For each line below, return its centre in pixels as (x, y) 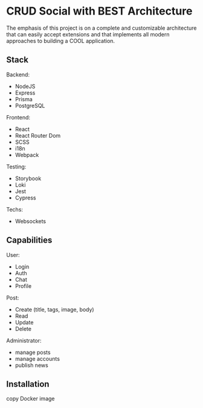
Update (24, 322)
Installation (28, 384)
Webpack (27, 155)
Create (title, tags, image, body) (55, 309)
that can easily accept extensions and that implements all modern (88, 34)
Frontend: (18, 117)
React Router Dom (38, 135)
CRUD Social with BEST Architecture (99, 11)
